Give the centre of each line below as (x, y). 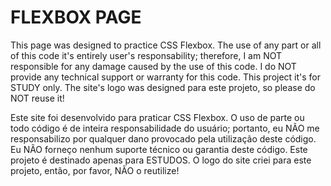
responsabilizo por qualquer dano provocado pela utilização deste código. (163, 138)
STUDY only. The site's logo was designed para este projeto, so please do (163, 87)
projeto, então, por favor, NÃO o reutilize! (95, 170)
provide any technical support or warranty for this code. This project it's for (166, 77)
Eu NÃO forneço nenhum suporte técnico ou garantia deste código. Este (159, 149)
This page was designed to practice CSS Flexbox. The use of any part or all (166, 45)
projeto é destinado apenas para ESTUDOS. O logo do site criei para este (161, 160)
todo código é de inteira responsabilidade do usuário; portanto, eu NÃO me (165, 128)
